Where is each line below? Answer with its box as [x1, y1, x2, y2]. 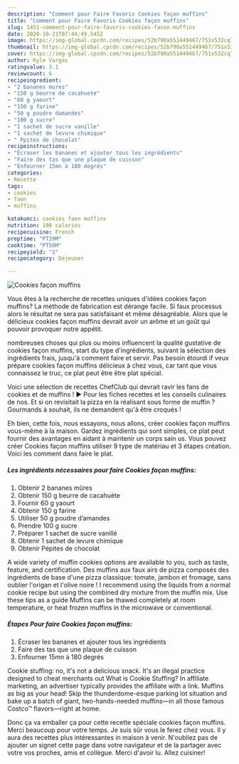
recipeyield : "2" [7, 248, 59, 256]
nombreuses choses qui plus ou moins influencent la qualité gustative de [7, 339, 221, 347]
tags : [7, 182, 23, 189]
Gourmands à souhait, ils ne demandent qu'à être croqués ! [7, 405, 181, 414]
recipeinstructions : [7, 143, 69, 150]
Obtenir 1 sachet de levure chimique [17, 537, 123, 545]
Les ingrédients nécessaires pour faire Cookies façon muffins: [7, 466, 197, 474]
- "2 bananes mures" [7, 83, 69, 90]
